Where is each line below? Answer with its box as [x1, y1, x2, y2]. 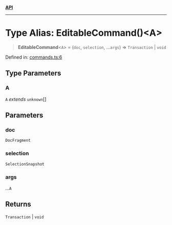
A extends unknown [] [5, 96, 47, 102]
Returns [5, 200, 32, 209]
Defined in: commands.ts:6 [5, 54, 62, 60]
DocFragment [5, 138, 31, 143]
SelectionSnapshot [5, 161, 45, 166]
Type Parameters [5, 69, 61, 78]
